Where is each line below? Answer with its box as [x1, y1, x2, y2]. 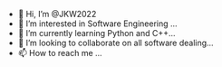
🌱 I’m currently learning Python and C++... [17, 28, 176, 38]
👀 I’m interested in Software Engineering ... [17, 18, 179, 29]
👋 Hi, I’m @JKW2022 [17, 9, 97, 19]
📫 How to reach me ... [17, 48, 102, 58]
